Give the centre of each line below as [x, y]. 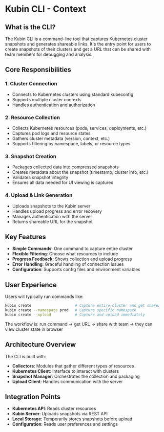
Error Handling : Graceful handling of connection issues [68, 264]
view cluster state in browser [34, 329]
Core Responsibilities [38, 70]
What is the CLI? [31, 27]
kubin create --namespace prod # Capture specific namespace [71, 310]
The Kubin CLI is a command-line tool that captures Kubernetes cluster [76, 39]
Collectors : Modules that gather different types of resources [73, 366]
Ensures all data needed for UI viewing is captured [63, 182]
